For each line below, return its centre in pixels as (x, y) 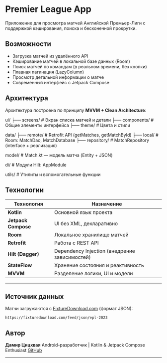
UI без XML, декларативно (86, 224)
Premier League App (48, 9)
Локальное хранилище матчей (91, 235)
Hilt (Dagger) (23, 254)
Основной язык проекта (83, 212)
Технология (29, 204)
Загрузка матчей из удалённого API (50, 56)
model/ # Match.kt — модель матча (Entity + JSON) (59, 155)
